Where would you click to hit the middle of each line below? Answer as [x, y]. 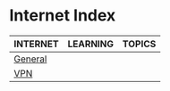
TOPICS [139, 44]
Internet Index [63, 16]
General [30, 59]
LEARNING [91, 44]
